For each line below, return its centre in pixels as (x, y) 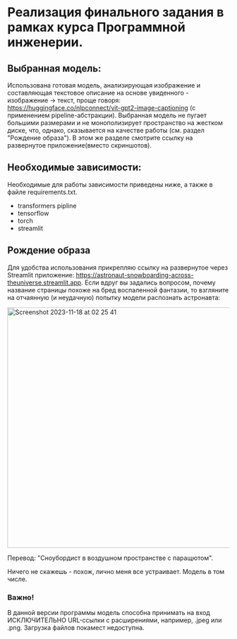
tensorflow (33, 213)
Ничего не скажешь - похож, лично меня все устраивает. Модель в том (116, 571)
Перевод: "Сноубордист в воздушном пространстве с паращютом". (110, 558)
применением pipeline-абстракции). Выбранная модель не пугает (107, 115)
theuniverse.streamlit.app (44, 282)
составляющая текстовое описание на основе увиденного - (98, 93)
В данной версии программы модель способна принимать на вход (109, 612)
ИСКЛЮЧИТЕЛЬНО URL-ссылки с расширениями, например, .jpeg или (115, 620)
